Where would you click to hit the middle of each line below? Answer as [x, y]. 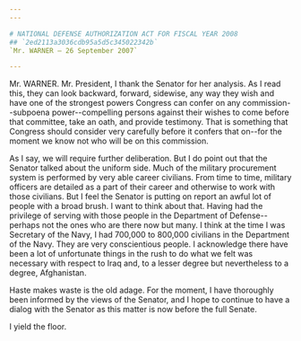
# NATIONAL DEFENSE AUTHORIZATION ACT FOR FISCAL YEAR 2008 [124, 34]
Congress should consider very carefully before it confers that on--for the [146, 132]
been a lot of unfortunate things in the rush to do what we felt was [131, 254]
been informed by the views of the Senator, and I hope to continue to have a [150, 300]
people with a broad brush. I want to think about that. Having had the [136, 206]
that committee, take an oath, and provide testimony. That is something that [149, 122]
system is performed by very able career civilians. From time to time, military [150, 178]
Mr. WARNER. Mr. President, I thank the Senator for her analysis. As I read [145, 84]
